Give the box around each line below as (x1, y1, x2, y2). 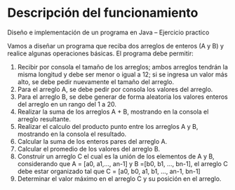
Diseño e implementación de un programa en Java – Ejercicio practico (7, 28, 210, 36)
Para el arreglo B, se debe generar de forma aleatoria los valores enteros (17, 93, 228, 101)
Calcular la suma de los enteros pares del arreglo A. (17, 137, 168, 145)
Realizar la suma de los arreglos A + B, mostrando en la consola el (17, 107, 209, 116)
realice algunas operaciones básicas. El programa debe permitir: (7, 49, 194, 57)
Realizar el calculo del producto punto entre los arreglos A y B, (17, 122, 199, 130)
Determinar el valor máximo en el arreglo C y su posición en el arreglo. (17, 174, 222, 183)
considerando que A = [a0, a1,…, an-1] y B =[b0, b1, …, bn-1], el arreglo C (17, 159, 228, 168)
